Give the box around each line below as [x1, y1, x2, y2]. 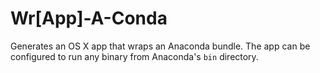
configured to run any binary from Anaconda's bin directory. [10, 50, 259, 62]
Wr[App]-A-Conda [10, 7, 168, 30]
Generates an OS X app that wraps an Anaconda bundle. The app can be [10, 40, 311, 52]
